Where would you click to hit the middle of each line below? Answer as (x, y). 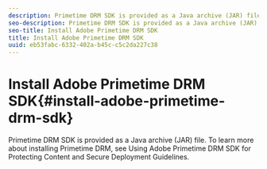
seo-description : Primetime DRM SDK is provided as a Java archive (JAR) (133, 23)
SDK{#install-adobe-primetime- (117, 101)
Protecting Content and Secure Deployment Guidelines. (99, 157)
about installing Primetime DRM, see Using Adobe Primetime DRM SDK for (130, 148)
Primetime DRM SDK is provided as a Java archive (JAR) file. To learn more (131, 140)
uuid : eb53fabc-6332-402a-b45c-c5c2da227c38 (83, 45)
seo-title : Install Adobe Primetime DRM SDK (83, 30)
